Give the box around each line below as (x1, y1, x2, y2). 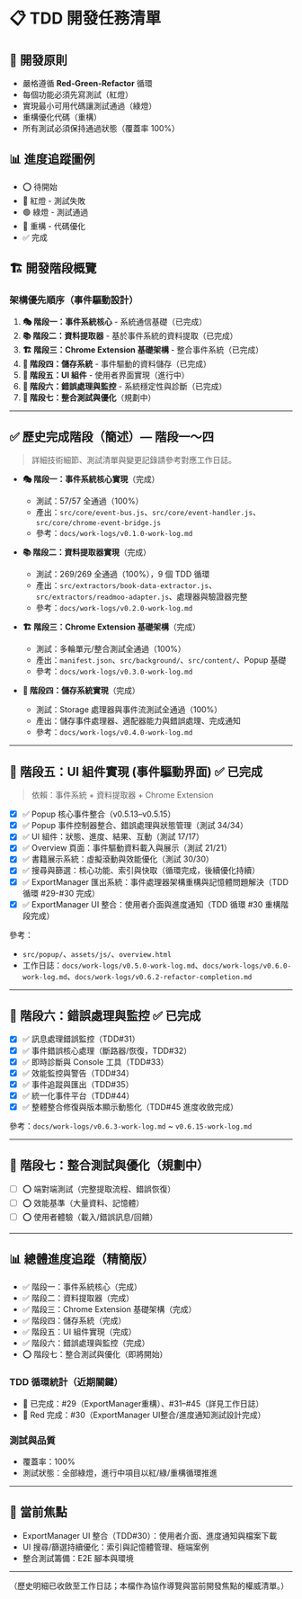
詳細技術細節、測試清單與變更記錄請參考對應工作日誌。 (31, 455, 236, 466)
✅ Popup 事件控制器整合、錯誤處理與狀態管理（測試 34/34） (22, 820, 249, 831)
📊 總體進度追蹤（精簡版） (9, 1252, 155, 1267)
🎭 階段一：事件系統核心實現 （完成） (22, 474, 160, 485)
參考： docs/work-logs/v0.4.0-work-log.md (35, 727, 193, 737)
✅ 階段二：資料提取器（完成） (22, 1292, 135, 1303)
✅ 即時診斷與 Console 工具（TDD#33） (22, 1056, 169, 1067)
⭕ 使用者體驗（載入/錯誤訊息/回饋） (22, 1211, 158, 1222)
